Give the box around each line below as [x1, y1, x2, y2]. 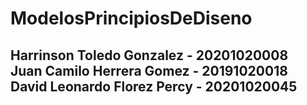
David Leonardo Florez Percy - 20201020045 [10, 78, 298, 95]
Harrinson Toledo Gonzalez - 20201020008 [10, 47, 289, 64]
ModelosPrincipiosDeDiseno [10, 7, 253, 30]
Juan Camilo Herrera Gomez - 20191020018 [10, 62, 288, 79]
